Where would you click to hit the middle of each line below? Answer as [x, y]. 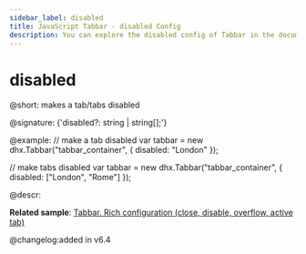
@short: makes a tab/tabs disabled [75, 105]
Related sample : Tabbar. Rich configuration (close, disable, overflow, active [151, 213]
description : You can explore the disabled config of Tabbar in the [142, 35]
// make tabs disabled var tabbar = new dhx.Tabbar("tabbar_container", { [146, 168]
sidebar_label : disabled [56, 18]
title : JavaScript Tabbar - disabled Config [95, 26]
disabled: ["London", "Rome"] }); [71, 178]
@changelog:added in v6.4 [60, 240]
